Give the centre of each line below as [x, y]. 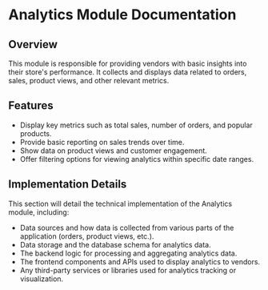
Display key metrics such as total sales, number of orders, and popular [136, 125]
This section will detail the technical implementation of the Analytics [120, 203]
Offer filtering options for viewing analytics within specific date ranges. [137, 159]
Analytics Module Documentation [122, 15]
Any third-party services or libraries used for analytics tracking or [128, 270]
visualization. [42, 279]
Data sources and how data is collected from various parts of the [127, 228]
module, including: [39, 212]
